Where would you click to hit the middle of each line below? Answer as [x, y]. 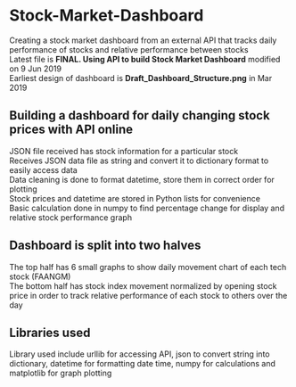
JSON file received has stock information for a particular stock [124, 151]
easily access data [43, 169]
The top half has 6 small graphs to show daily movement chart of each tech [148, 267]
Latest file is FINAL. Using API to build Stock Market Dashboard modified [145, 59]
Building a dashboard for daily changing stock [140, 115]
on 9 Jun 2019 [36, 69]
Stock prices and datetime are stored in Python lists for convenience [135, 198]
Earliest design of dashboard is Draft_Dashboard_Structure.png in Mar [141, 78]
